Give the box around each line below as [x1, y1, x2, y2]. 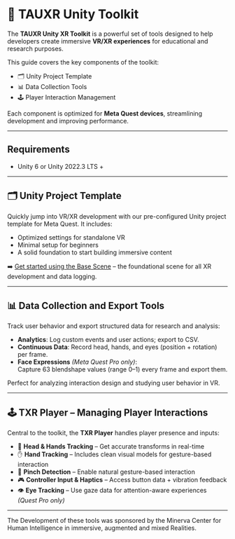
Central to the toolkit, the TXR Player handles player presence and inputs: [7, 429, 220, 437]
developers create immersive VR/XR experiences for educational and [7, 36, 208, 45]
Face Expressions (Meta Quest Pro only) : [17, 357, 138, 367]
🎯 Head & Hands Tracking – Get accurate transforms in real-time [17, 442, 205, 451]
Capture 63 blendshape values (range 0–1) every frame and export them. [17, 365, 228, 374]
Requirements [7, 144, 70, 156]
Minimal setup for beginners [17, 240, 99, 249]
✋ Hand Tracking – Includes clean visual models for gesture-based [17, 450, 212, 458]
